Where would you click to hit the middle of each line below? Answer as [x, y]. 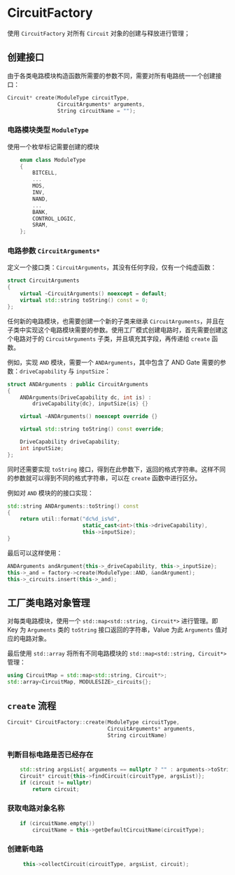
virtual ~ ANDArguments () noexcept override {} [89, 416]
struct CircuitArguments [43, 281]
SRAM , [41, 225]
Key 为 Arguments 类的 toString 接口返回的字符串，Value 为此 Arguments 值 [114, 630]
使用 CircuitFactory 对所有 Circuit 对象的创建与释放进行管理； [99, 33]
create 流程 [32, 706]
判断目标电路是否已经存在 [50, 754]
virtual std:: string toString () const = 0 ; [84, 300]
